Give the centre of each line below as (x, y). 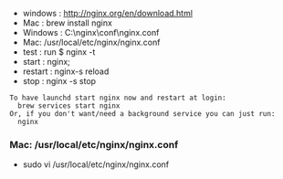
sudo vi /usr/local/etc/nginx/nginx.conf (96, 164)
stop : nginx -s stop (59, 81)
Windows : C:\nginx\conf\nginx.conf (91, 32)
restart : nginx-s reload (66, 71)
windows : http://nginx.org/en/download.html (108, 13)
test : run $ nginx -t (59, 52)
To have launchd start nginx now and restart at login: (118, 98)
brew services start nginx (69, 106)
